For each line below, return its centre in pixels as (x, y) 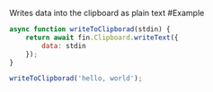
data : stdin (64, 46)
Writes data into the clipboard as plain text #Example (107, 13)
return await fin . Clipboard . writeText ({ (102, 38)
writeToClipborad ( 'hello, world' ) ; (76, 79)
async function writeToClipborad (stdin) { (90, 29)
